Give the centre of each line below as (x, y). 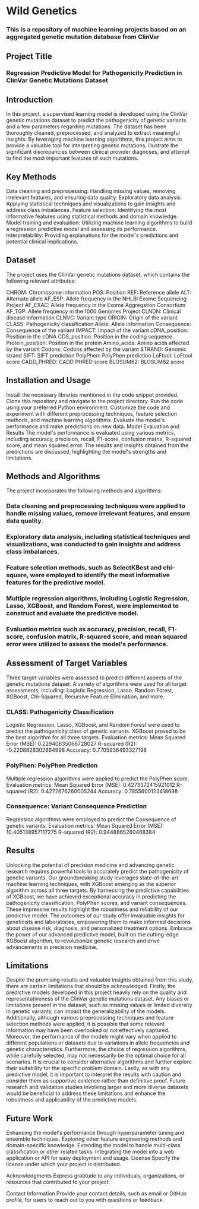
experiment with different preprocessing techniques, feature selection (91, 413)
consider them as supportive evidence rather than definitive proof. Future (96, 1081)
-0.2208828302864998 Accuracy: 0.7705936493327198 (77, 750)
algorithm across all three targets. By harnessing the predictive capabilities (98, 890)
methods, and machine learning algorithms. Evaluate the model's (86, 420)
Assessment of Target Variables (67, 663)
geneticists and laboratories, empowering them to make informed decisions (99, 922)
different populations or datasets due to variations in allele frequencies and (98, 1043)
